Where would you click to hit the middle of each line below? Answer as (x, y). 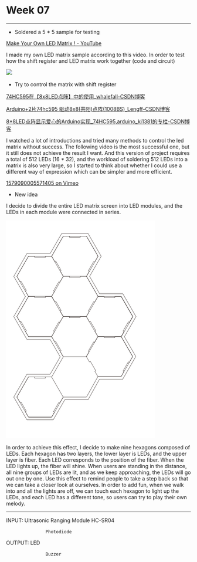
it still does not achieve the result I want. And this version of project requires (98, 153)
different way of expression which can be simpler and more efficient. (89, 171)
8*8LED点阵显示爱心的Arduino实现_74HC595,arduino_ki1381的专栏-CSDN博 (98, 121)
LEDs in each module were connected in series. (64, 212)
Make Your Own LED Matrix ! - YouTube (54, 43)
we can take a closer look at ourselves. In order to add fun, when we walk (95, 485)
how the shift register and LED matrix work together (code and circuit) (91, 61)
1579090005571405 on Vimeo (43, 183)
